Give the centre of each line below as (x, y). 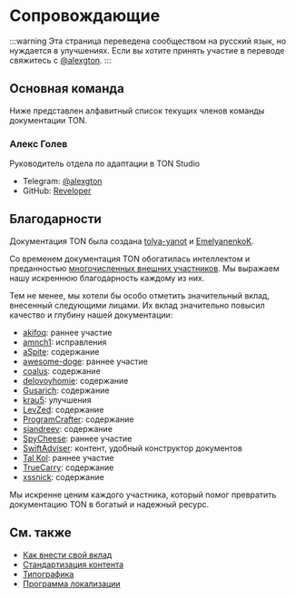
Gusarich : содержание (66, 390)
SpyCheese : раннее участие (77, 438)
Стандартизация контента (73, 564)
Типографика (48, 573)
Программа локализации (71, 583)
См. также (41, 533)
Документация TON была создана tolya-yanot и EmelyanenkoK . (132, 240)
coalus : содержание (62, 371)
